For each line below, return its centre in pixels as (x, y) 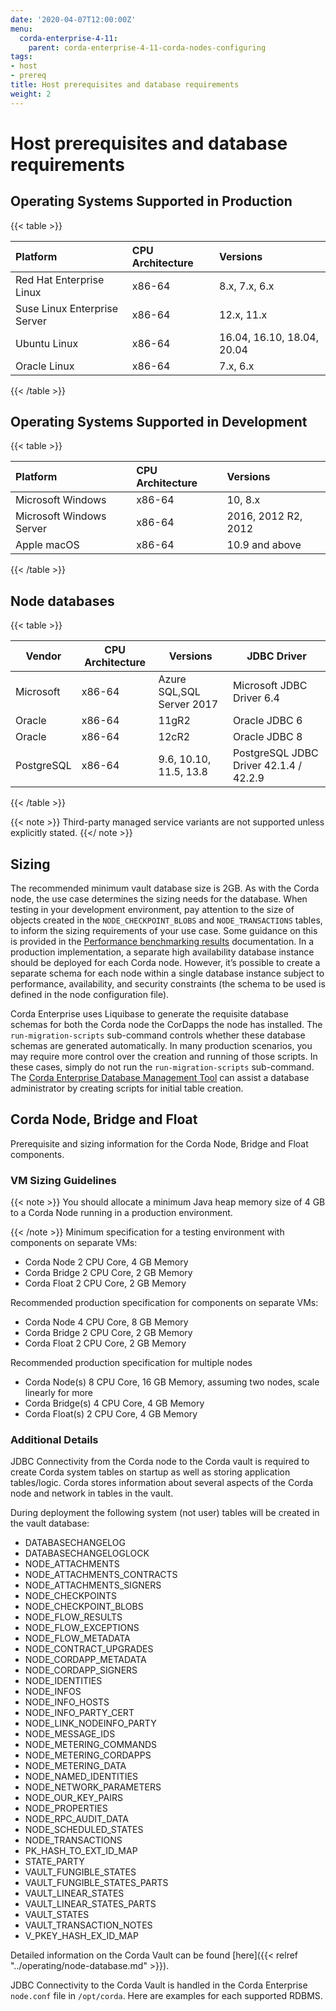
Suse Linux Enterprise (67, 308)
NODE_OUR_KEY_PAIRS (73, 1798)
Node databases (62, 601)
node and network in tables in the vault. (92, 1493)
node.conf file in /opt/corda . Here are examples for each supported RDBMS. (166, 1996)
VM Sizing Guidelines (63, 1180)
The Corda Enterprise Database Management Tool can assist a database (160, 1078)
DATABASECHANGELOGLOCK (87, 1553)
